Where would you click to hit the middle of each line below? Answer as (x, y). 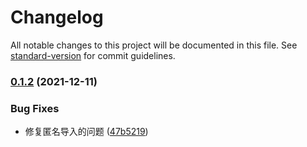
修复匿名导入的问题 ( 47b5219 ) (86, 132)
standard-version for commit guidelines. (93, 55)
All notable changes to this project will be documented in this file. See (154, 45)
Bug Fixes (35, 108)
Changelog (57, 17)
